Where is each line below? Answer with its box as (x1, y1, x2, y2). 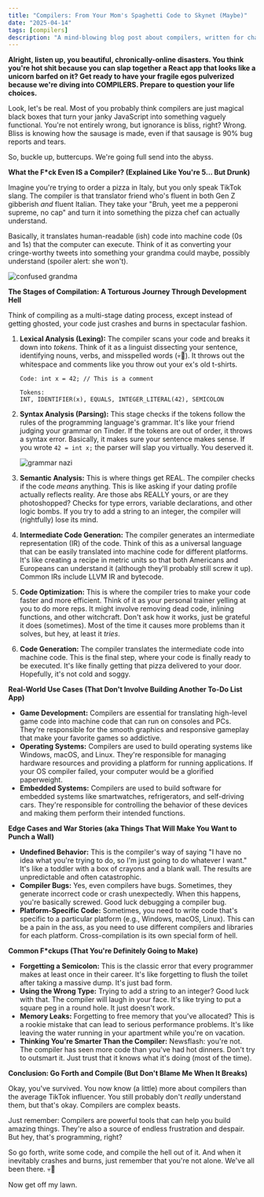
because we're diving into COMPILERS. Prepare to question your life (8, 80, 235, 90)
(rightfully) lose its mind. (19, 515, 98, 525)
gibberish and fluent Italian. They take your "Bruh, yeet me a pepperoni (8, 200, 238, 209)
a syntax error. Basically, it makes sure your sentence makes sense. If (19, 434, 245, 444)
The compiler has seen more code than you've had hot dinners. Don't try (19, 1045, 255, 1055)
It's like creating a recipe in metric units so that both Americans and (19, 555, 239, 565)
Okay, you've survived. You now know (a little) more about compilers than (8, 1084, 247, 1093)
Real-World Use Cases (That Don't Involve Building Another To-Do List (8, 685, 243, 694)
